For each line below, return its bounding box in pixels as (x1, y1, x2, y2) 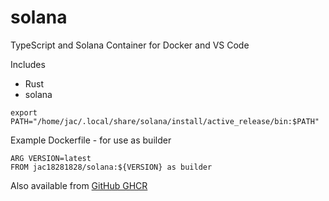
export (10, 107, 38, 118)
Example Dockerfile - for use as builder (10, 134, 172, 146)
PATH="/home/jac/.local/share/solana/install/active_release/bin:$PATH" (10, 116, 320, 126)
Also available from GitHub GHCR (10, 179, 148, 191)
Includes (10, 58, 46, 70)
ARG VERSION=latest (10, 153, 92, 163)
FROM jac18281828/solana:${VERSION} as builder (10, 162, 213, 172)
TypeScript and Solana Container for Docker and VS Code (10, 39, 250, 51)
